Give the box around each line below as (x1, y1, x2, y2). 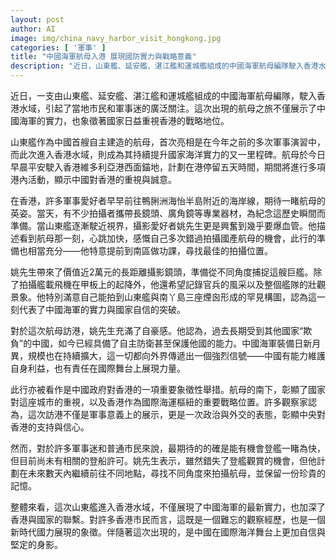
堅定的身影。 (10, 539, 63, 550)
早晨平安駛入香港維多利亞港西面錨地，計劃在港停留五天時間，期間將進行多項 (10, 161, 326, 173)
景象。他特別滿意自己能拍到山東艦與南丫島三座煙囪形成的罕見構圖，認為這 (10, 291, 317, 303)
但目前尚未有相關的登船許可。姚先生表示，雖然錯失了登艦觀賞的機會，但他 (10, 455, 317, 466)
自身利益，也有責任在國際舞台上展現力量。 (10, 362, 186, 374)
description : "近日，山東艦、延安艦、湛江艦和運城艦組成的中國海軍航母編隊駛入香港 (10, 61, 319, 71)
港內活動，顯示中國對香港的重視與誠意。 (10, 174, 177, 185)
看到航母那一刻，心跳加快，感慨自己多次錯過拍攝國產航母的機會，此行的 (18, 232, 317, 244)
